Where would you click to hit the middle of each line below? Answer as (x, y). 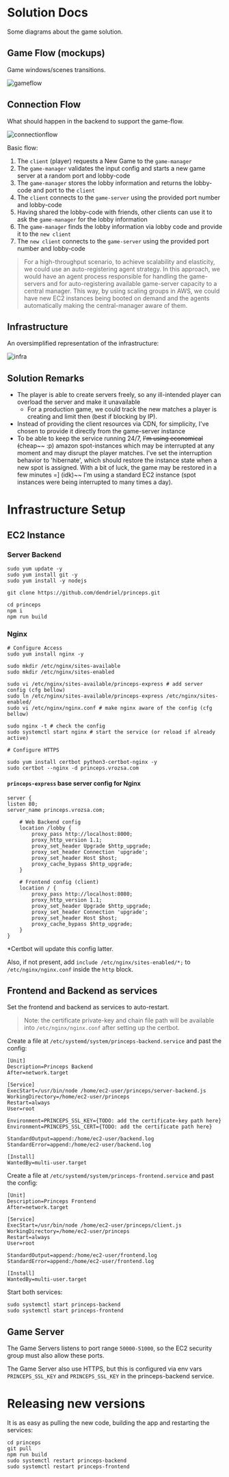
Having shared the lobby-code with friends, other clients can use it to (114, 212)
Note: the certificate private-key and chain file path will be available (119, 1020)
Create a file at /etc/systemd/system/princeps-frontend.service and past (110, 1176)
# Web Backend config (50, 822)
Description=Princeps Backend (50, 1067)
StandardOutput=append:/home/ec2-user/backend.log (81, 1139)
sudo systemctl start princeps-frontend (66, 1311)
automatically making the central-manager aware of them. (106, 305)
